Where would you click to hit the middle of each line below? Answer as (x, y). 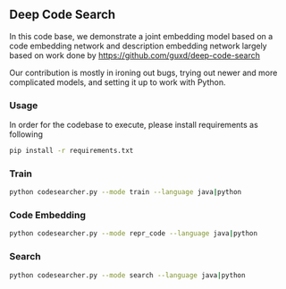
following (26, 134)
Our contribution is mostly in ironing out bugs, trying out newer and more (143, 72)
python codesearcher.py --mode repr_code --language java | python (133, 234)
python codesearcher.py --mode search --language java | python (127, 275)
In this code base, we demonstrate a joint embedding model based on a (141, 36)
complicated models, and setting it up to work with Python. (118, 82)
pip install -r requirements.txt (71, 151)
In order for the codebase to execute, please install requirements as (134, 125)
